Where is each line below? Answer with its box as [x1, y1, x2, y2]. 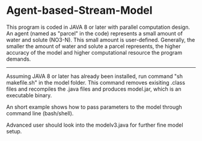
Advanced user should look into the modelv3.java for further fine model [6, 121, 183, 128]
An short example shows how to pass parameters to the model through [6, 103, 182, 110]
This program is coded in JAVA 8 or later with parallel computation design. [6, 23, 191, 31]
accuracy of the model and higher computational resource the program [6, 49, 182, 56]
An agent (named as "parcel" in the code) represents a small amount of [6, 29, 183, 37]
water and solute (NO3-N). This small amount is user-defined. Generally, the [6, 36, 195, 43]
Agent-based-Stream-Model [6, 4, 153, 17]
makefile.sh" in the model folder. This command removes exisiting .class [6, 79, 185, 86]
